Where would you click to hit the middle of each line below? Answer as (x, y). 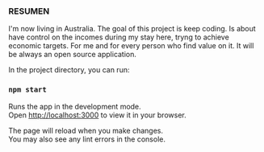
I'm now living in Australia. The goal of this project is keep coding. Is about (132, 29)
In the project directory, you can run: (69, 70)
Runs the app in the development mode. (75, 106)
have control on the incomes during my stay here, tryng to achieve (119, 37)
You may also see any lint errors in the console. (87, 139)
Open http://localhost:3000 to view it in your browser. (98, 115)
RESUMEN (29, 11)
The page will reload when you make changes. (86, 130)
